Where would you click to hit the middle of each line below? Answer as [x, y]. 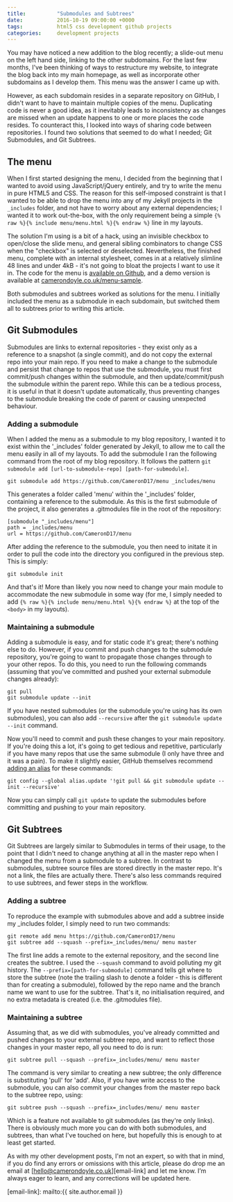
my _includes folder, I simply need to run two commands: [89, 923]
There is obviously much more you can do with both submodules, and [107, 1128]
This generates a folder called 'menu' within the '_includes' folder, [101, 494]
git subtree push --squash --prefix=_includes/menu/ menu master [103, 1108]
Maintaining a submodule [51, 627]
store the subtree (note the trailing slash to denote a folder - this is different [115, 977]
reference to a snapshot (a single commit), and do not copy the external [110, 354]
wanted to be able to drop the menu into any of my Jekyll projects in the [110, 201]
